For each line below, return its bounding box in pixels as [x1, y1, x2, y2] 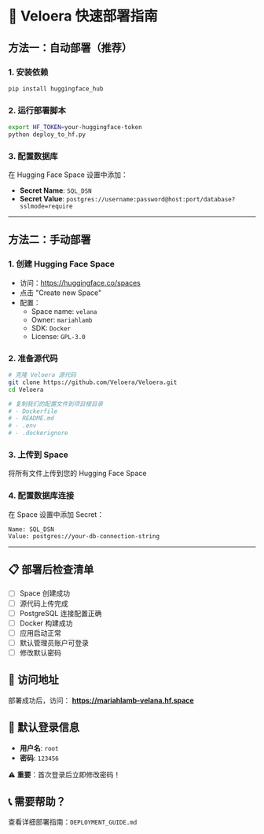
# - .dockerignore [8, 430, 68, 437]
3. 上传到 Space [8, 449, 69, 460]
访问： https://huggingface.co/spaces [19, 278, 141, 287]
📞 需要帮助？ [8, 795, 67, 808]
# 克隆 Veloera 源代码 [8, 371, 77, 379]
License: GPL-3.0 [31, 331, 86, 341]
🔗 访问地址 [8, 673, 59, 687]
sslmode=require [19, 202, 73, 211]
